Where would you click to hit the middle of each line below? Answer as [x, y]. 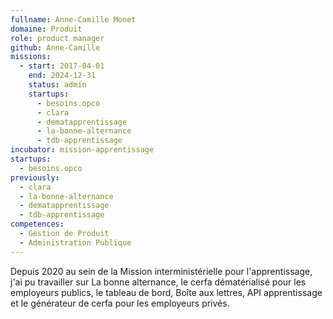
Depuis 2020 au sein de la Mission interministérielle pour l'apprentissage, [161, 271]
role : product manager [57, 38]
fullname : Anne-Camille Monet [73, 19]
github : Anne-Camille [55, 47]
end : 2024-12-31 [62, 76]
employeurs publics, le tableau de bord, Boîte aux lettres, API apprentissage [166, 292]
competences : [37, 224]
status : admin [57, 85]
